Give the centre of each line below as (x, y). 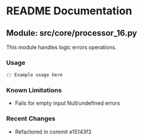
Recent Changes (31, 119)
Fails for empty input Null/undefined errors (67, 103)
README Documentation (69, 11)
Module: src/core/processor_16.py (72, 33)
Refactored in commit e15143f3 (53, 132)
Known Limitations (34, 91)
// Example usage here (34, 75)
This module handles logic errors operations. (61, 47)
